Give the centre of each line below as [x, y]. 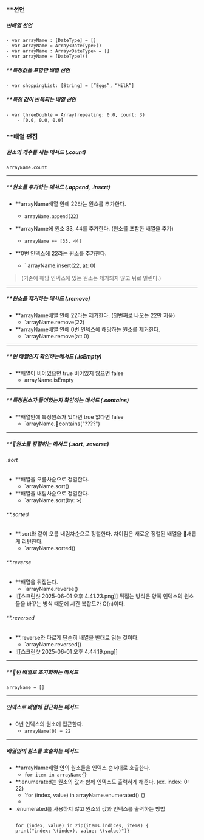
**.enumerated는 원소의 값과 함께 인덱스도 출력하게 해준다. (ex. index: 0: [102, 782]
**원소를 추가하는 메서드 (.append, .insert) [58, 187]
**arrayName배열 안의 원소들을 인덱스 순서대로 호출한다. [83, 768]
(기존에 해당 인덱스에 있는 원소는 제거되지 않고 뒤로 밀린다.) [91, 278]
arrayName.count [27, 167]
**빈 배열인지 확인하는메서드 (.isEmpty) [54, 357]
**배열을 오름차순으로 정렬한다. [52, 480]
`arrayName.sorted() [50, 548]
